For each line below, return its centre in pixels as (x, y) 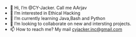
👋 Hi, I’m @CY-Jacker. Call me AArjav (48, 8)
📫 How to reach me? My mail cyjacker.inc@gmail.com (66, 29)
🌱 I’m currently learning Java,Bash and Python (57, 18)
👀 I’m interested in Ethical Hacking (45, 13)
